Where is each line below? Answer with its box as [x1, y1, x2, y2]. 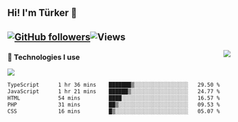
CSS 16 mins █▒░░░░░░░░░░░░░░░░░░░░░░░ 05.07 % [7, 107, 220, 115]
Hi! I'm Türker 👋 [7, 7, 78, 19]
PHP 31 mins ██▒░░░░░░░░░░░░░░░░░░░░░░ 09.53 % [7, 101, 220, 108]
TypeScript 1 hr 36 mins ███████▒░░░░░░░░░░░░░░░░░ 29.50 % [7, 82, 220, 89]
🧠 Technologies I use [7, 52, 80, 62]
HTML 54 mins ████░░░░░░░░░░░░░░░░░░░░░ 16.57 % [7, 94, 220, 102]
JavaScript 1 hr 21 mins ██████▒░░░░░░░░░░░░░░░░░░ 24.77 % [7, 87, 220, 95]
